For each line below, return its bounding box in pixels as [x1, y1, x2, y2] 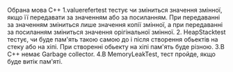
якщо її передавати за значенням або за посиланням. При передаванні [7, 13, 220, 21]
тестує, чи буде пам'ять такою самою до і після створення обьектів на [7, 35, 218, 44]
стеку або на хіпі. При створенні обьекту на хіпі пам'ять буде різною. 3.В [7, 43, 225, 51]
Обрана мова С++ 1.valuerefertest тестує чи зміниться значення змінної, [7, 6, 223, 14]
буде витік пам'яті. [7, 57, 63, 65]
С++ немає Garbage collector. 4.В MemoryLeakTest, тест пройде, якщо [7, 50, 216, 58]
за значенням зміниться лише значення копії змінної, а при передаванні [7, 21, 223, 28]
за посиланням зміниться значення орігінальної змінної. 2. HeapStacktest [7, 28, 226, 36]
